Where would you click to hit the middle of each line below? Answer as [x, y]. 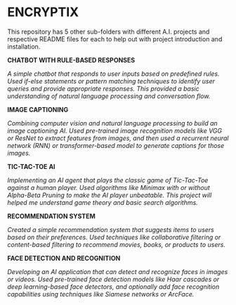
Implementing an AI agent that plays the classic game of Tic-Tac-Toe [108, 180]
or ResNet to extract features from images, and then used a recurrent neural [118, 138]
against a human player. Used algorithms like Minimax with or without [109, 187]
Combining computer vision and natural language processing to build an [112, 123]
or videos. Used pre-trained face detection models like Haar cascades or [113, 279]
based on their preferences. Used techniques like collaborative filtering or [114, 237]
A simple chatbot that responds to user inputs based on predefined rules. [113, 74]
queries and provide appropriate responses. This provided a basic [103, 88]
